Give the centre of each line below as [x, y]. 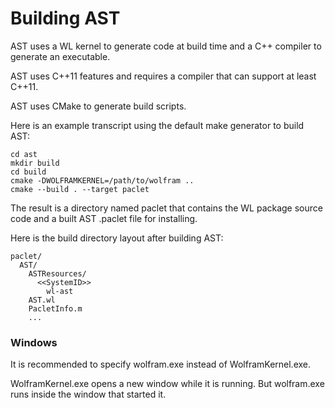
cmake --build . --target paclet [80, 189]
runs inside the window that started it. [88, 394]
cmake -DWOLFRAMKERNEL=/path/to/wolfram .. [102, 180]
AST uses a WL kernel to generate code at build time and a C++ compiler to [166, 46]
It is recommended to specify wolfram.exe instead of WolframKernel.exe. [161, 364]
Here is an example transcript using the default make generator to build [157, 125]
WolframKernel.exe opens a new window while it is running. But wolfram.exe [167, 384]
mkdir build [35, 163]
